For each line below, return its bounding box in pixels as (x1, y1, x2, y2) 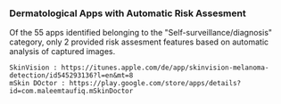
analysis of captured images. (9, 46, 116, 57)
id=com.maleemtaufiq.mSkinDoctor (9, 87, 134, 96)
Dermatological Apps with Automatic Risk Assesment (9, 7, 247, 20)
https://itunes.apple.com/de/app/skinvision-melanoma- (61, 63, 269, 73)
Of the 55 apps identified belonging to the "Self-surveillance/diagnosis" (9, 28, 273, 38)
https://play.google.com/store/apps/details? (69, 79, 242, 88)
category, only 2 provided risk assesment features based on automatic (9, 36, 269, 47)
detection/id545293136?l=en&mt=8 (9, 71, 134, 80)
